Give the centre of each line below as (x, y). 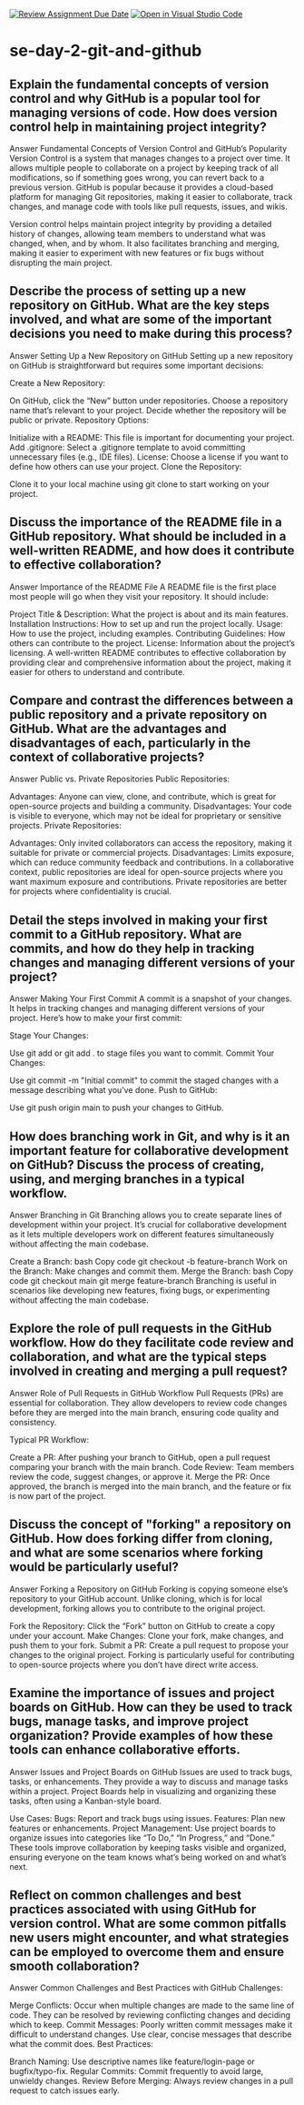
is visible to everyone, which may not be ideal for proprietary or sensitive (146, 816)
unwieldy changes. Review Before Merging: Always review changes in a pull (151, 2081)
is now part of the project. (58, 1495)
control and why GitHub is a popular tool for (135, 99)
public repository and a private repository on (138, 715)
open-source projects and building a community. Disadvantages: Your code (151, 806)
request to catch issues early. (64, 2090)
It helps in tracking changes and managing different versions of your (137, 1008)
